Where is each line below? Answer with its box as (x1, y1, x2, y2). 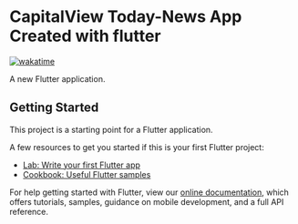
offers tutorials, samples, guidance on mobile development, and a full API (9, 196, 284, 207)
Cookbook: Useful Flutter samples (22, 168, 151, 179)
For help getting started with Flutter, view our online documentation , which (9, 187, 290, 198)
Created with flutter (9, 25, 161, 46)
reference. (9, 206, 48, 217)
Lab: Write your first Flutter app (22, 159, 141, 170)
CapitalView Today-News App (9, 6, 242, 27)
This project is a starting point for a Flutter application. (9, 124, 213, 135)
